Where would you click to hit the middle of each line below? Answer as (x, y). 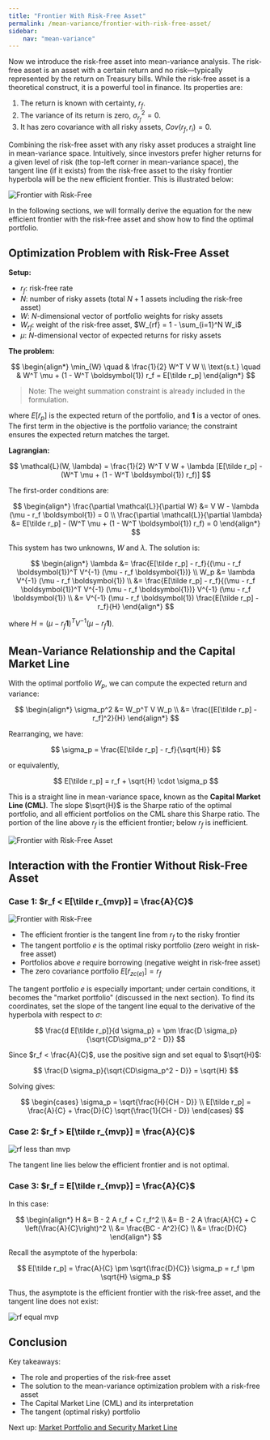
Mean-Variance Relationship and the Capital (122, 651)
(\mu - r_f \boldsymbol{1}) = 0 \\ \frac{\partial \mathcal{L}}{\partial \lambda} (136, 514)
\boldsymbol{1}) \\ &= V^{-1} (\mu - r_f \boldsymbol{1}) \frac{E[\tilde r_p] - (136, 598)
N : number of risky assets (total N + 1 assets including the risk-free (131, 299)
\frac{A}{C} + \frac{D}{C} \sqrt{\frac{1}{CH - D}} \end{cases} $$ (136, 1110)
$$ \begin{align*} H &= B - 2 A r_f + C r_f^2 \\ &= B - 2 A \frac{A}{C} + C (136, 1219)
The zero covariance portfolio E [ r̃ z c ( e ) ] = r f (91, 972)
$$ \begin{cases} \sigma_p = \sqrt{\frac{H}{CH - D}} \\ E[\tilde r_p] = (136, 1102)
